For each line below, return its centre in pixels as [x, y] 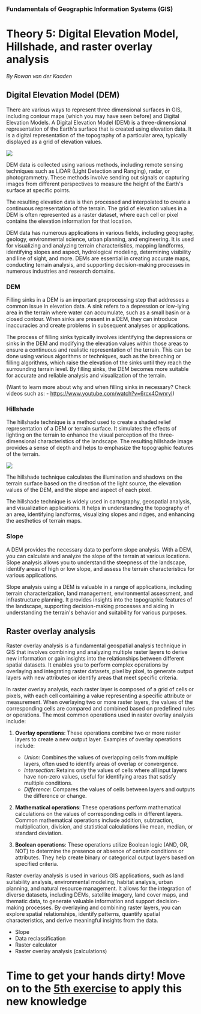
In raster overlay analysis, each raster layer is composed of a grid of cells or [100, 689]
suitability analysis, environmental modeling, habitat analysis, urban [90, 882]
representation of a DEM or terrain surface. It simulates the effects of [91, 429]
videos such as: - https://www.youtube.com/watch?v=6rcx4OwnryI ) [91, 393]
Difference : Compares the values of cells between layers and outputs [109, 789]
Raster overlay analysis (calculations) [61, 951]
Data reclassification [40, 939]
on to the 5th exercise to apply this [94, 988]
